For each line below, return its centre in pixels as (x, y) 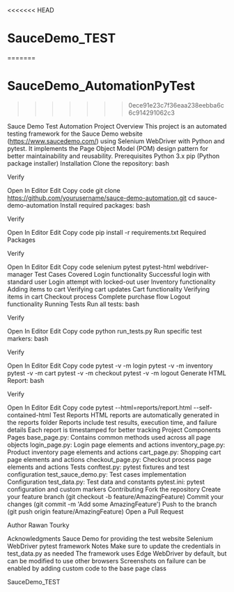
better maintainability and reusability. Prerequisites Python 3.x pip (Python (114, 156)
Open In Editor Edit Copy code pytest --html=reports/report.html (100, 407)
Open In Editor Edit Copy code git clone (64, 190)
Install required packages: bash (105, 205)
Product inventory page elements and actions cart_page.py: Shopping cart (114, 452)
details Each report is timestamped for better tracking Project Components (114, 430)
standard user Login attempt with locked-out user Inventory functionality (111, 282)
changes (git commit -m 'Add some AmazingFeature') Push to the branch (112, 504)
